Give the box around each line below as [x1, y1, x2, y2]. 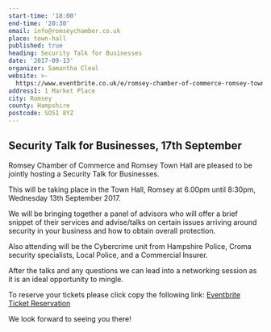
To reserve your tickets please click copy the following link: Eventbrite [8, 289, 240, 299]
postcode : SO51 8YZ [8, 110, 74, 118]
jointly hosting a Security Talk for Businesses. [8, 168, 160, 178]
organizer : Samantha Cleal [8, 64, 99, 73]
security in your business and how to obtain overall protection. [8, 226, 216, 235]
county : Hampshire [8, 102, 70, 110]
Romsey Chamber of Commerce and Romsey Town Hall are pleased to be [8, 160, 252, 170]
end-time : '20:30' [8, 19, 70, 27]
